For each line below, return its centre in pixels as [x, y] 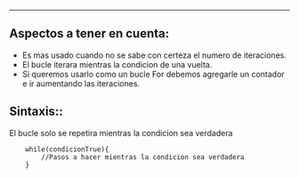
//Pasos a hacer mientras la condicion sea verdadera [143, 157]
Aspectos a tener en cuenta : [89, 33]
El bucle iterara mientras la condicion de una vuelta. [117, 64]
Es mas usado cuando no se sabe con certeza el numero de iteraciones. [154, 55]
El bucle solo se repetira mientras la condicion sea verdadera [121, 133]
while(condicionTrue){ [67, 149]
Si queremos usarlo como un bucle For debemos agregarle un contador [153, 74]
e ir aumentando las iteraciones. [81, 83]
